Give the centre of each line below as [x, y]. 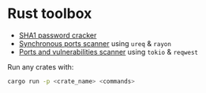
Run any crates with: [41, 66]
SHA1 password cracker [58, 35]
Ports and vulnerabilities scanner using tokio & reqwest [109, 52]
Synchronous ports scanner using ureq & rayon [95, 43]
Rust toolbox [50, 14]
